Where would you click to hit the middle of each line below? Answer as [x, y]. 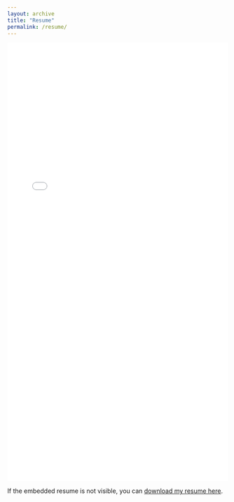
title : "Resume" [31, 20]
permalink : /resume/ [37, 27]
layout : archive [31, 14]
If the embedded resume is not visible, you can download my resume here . [115, 491]
